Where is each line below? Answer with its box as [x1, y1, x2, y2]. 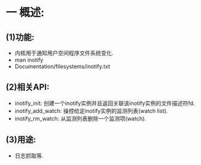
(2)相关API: [6, 82, 50, 93]
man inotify [14, 56, 44, 63]
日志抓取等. [14, 152, 44, 159]
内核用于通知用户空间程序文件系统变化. [14, 50, 114, 56]
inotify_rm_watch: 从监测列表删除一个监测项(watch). [14, 115, 147, 122]
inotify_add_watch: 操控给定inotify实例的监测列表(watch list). [14, 107, 168, 114]
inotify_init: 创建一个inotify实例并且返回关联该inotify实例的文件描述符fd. [14, 99, 195, 107]
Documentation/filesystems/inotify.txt [14, 63, 111, 70]
